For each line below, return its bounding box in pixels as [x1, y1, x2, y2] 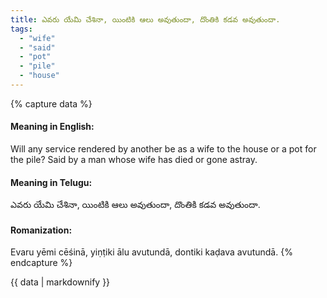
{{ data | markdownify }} [10, 276, 111, 288]
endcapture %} [10, 257, 73, 269]
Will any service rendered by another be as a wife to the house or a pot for [10, 143, 317, 155]
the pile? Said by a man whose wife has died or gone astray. [10, 154, 258, 166]
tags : [10, 24, 33, 34]
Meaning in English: [10, 121, 95, 133]
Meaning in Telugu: [10, 176, 93, 188]
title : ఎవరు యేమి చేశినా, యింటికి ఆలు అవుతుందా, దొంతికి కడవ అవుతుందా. [10, 14, 281, 25]
